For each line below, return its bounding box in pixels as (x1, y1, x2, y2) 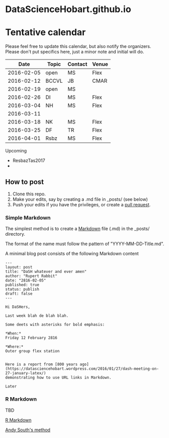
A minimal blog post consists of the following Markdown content (5, 251, 139, 257)
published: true (5, 283, 39, 288)
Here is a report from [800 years (5, 362, 78, 367)
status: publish (5, 287, 39, 292)
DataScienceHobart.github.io (5, 4, 131, 15)
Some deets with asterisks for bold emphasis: (5, 322, 105, 327)
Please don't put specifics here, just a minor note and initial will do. (5, 49, 144, 55)
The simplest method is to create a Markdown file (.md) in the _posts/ (5, 226, 150, 232)
